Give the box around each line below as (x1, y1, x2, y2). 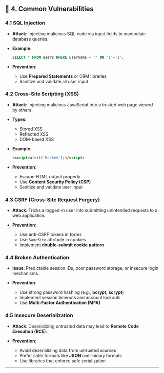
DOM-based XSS (19, 136, 54, 142)
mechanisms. (12, 270, 40, 277)
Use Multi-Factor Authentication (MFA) (19, 300, 101, 306)
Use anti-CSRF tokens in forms (19, 232, 82, 237)
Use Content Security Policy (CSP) (19, 179, 91, 185)
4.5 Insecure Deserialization (5, 312, 73, 319)
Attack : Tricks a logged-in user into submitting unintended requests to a (12, 208, 158, 213)
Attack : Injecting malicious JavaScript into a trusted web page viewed (12, 101, 153, 108)
